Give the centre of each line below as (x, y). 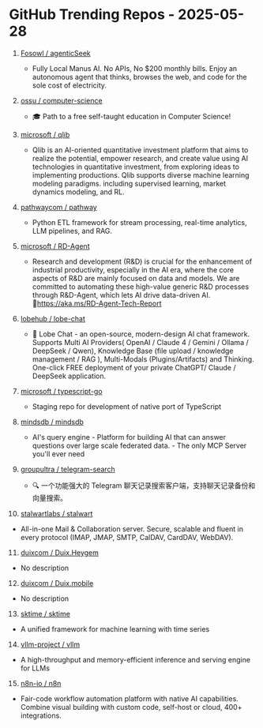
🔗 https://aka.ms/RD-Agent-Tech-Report (97, 303)
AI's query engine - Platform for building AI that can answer (129, 437)
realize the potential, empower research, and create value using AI (140, 158)
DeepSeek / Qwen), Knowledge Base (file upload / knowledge (133, 351)
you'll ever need (58, 454)
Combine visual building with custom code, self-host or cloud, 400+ (131, 707)
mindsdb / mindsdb (52, 422)
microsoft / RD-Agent (55, 246)
